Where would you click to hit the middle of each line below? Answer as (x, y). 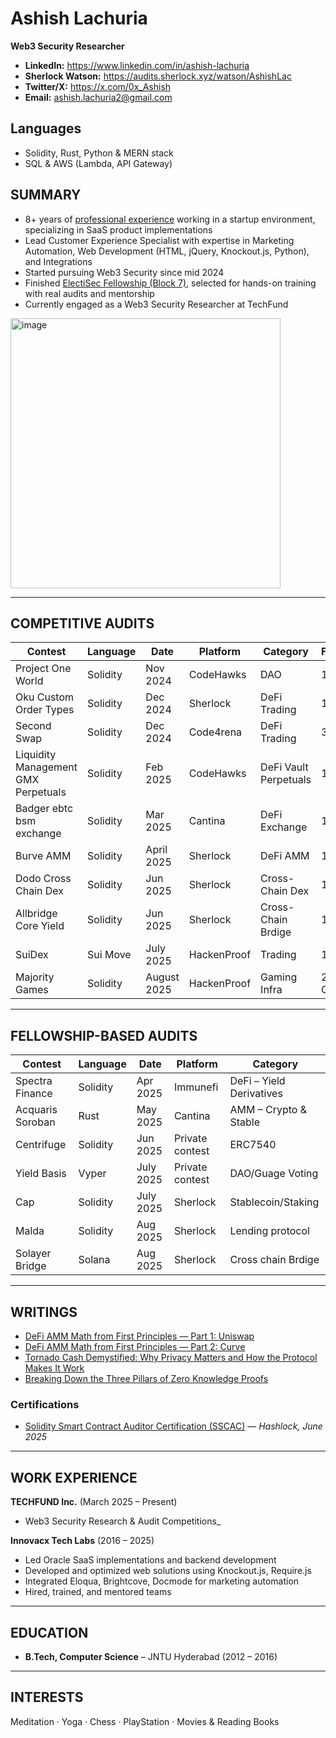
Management (46, 767)
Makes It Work (54, 1368)
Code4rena (215, 732)
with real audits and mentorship (89, 293)
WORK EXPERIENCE (74, 1477)
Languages (46, 128)
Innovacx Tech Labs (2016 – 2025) (82, 1541)
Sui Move (109, 955)
